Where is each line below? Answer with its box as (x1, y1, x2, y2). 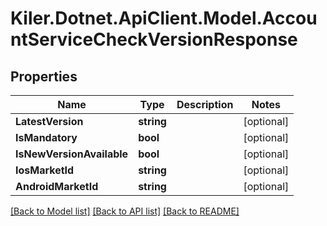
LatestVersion (15, 115, 84, 128)
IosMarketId (15, 163, 75, 177)
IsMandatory (15, 131, 78, 144)
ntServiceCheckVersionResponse (10, 28, 298, 51)
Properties (10, 68, 78, 85)
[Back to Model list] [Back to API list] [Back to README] (10, 205, 240, 217)
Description (176, 98, 234, 111)
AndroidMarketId (15, 180, 99, 193)
